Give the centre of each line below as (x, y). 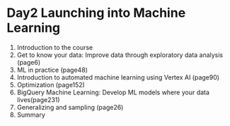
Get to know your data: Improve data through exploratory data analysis (120, 55)
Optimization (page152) (51, 84)
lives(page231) (39, 99)
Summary (31, 115)
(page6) (29, 62)
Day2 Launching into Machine (96, 13)
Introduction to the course (55, 47)
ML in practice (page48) (52, 70)
